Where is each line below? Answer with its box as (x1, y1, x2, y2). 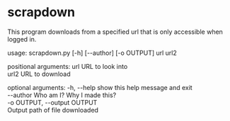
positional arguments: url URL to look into (7, 62, 128, 70)
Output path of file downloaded (7, 106, 99, 114)
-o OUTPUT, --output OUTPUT (7, 98, 98, 106)
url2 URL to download (7, 70, 71, 78)
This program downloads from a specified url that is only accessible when (7, 27, 223, 36)
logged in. (7, 34, 37, 43)
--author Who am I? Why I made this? (7, 91, 117, 99)
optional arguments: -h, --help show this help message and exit (7, 83, 192, 91)
